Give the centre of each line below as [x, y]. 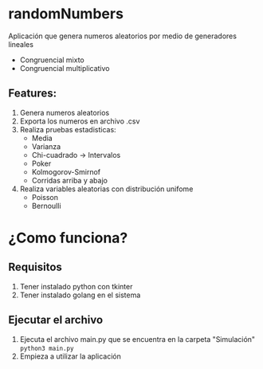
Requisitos [35, 267]
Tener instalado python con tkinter [76, 286]
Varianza [46, 146]
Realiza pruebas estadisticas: [68, 129]
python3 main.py [47, 348]
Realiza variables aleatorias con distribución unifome [106, 189]
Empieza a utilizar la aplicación [71, 356]
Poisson [45, 197]
